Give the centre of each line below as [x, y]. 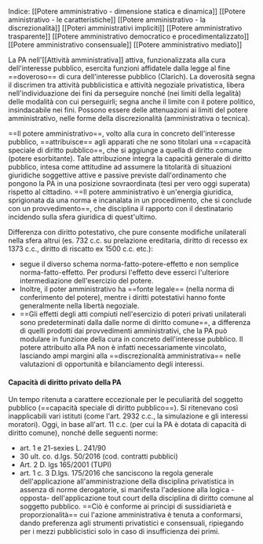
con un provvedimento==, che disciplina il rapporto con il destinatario [121, 208]
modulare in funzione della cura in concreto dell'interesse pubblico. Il [131, 339]
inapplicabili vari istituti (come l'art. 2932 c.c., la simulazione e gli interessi [128, 416]
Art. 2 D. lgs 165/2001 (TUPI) [66, 465]
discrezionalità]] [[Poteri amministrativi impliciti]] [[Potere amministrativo [125, 28]
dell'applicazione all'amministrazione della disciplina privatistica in [126, 481]
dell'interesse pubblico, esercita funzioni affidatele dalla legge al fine [119, 68]
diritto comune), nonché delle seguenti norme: [83, 433]
